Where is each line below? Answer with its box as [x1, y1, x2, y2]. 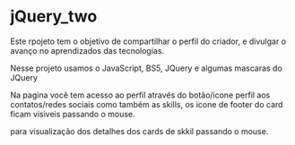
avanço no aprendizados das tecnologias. [10, 45, 165, 55]
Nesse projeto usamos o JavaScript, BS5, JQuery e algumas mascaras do [10, 63, 283, 73]
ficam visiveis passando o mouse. [10, 108, 135, 119]
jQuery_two [10, 6, 98, 27]
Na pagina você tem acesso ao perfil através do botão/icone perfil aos [10, 90, 271, 100]
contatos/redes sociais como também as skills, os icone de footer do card [10, 98, 283, 109]
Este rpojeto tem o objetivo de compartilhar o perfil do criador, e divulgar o [10, 36, 286, 47]
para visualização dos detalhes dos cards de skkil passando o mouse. [10, 125, 269, 136]
